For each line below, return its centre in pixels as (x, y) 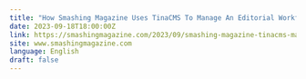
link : (20, 35)
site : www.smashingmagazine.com (71, 43)
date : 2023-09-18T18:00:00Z (63, 26)
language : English (44, 52)
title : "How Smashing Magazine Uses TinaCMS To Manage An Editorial (142, 18)
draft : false (34, 60)
